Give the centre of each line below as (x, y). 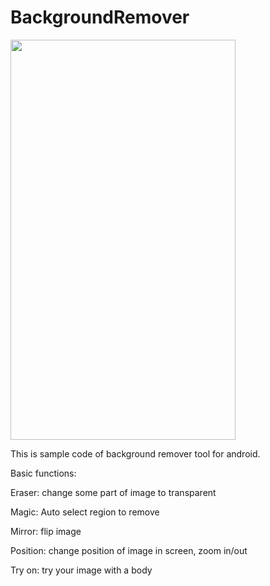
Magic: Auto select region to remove (85, 512)
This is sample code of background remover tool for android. (135, 453)
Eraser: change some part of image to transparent (113, 492)
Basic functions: (43, 473)
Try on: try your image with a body (81, 570)
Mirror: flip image (46, 531)
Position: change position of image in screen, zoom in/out (129, 550)
